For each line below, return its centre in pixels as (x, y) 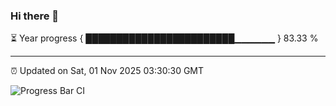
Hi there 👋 (35, 16)
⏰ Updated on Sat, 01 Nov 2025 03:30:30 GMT (107, 71)
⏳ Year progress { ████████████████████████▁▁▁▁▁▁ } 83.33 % (164, 38)
